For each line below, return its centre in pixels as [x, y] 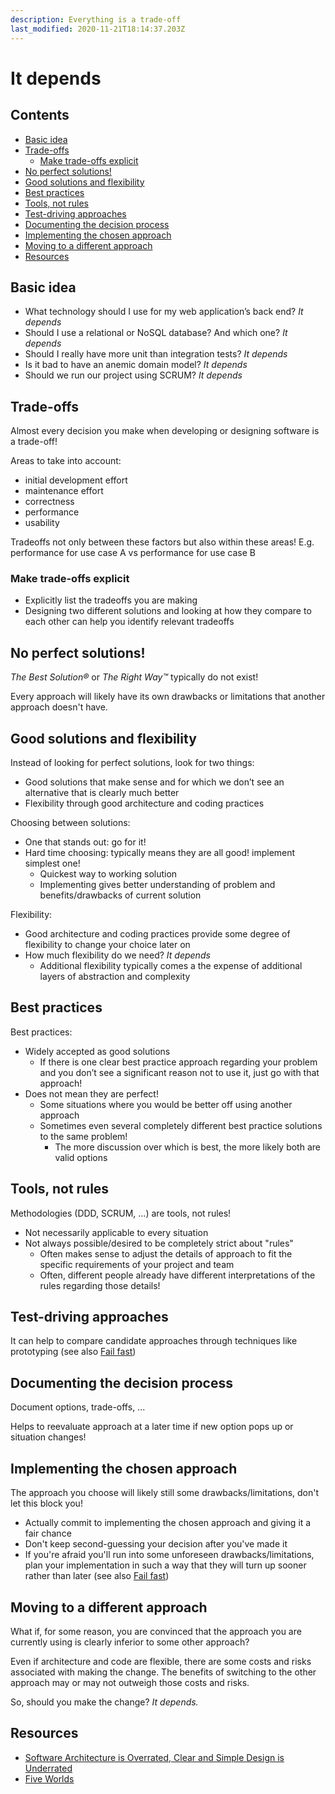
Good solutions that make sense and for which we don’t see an [154, 782]
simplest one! [52, 863]
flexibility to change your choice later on [107, 945]
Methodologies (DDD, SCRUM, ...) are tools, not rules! [121, 1213]
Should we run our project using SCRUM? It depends [133, 375]
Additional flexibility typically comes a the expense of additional [171, 966]
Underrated [48, 1768]
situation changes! [48, 1437]
